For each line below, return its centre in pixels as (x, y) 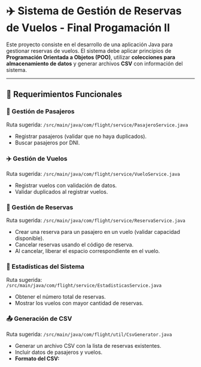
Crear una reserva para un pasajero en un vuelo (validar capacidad (98, 232)
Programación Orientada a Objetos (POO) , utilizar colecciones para (91, 57)
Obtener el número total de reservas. (60, 296)
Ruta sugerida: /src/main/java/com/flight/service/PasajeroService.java (97, 124)
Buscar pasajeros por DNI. (47, 142)
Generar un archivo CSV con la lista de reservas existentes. (88, 345)
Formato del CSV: (37, 358)
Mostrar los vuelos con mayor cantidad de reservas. (79, 303)
